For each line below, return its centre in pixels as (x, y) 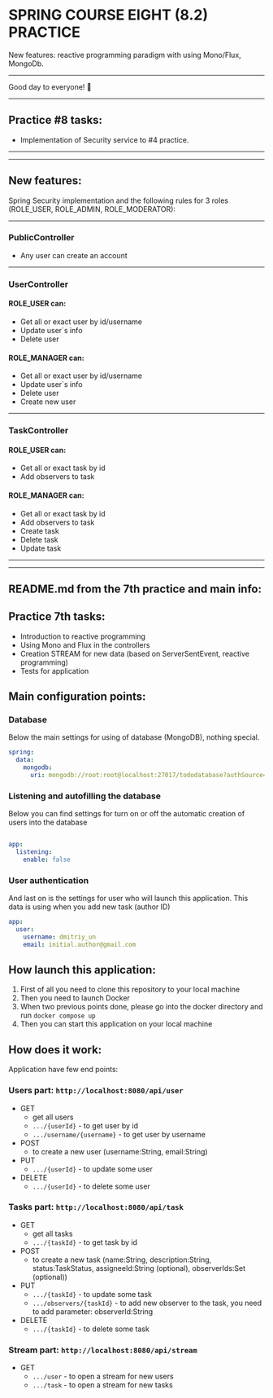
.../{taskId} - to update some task (92, 1294)
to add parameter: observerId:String (93, 1311)
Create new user (48, 402)
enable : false (47, 859)
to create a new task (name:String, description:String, (122, 1260)
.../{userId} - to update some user (92, 1169)
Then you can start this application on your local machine (116, 1024)
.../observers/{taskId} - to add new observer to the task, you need (147, 1303)
